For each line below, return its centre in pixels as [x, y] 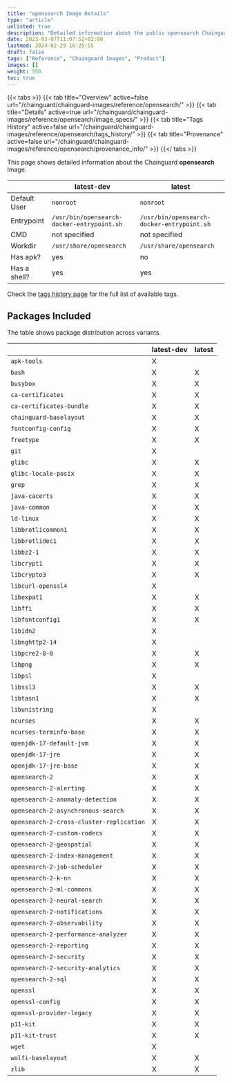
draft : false [26, 53]
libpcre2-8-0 [32, 654]
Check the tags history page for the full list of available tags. [93, 294]
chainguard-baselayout [48, 418]
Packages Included [49, 316]
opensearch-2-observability [57, 923]
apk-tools [27, 361]
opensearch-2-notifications [57, 912]
